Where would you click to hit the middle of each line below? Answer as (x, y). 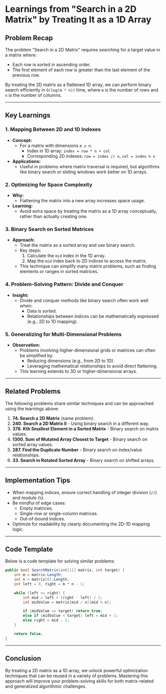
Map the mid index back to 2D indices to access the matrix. (87, 261)
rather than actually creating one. (53, 216)
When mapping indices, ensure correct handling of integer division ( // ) (84, 492)
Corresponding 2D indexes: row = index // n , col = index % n (91, 156)
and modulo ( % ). (28, 498)
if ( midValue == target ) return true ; (63, 611)
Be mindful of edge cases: (39, 503)
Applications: (26, 161)
